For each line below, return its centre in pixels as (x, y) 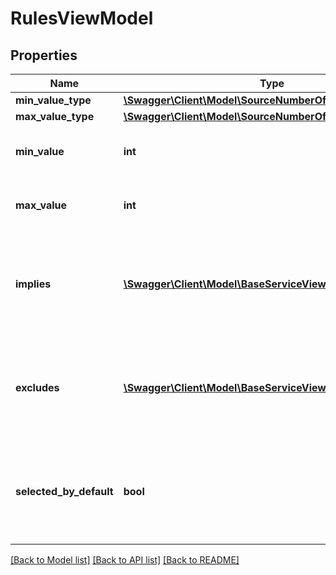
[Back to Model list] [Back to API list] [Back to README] (125, 560)
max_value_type (55, 116)
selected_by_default (64, 491)
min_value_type (53, 100)
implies (33, 284)
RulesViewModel (82, 18)
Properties (44, 55)
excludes (37, 387)
